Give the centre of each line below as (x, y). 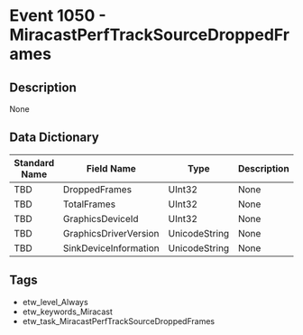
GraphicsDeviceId (101, 219)
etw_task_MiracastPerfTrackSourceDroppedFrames (118, 321)
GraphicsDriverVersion (111, 233)
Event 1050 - (58, 16)
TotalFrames (89, 204)
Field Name (111, 168)
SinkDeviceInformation (111, 247)
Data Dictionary (54, 138)
